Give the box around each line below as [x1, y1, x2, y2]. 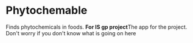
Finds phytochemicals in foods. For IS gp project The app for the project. [5, 23, 188, 30]
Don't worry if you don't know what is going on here [5, 29, 136, 36]
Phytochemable [5, 4, 88, 17]
